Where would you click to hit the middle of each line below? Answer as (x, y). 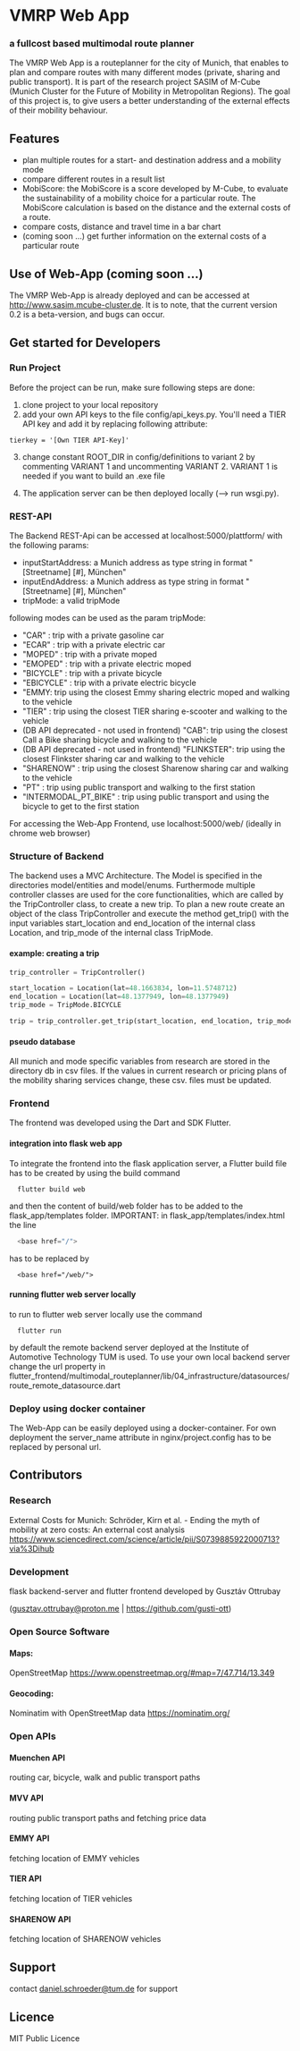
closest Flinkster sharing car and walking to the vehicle (123, 759)
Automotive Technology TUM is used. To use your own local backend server (150, 1357)
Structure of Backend (57, 857)
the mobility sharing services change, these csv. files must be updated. (141, 1081)
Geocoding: (32, 1693)
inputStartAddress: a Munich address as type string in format (134, 563)
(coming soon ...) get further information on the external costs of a (144, 236)
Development (39, 1572)
